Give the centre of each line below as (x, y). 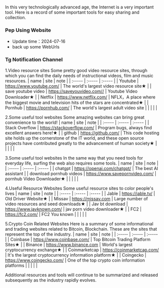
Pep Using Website (28, 30)
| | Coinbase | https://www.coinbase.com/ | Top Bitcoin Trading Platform (78, 239)
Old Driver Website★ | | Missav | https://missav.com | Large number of (77, 198)
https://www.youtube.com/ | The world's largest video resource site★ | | (78, 86)
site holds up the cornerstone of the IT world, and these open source (75, 138)
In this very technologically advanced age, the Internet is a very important (80, 7)
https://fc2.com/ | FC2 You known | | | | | (46, 214)
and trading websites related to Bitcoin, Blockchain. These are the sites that (81, 229)
